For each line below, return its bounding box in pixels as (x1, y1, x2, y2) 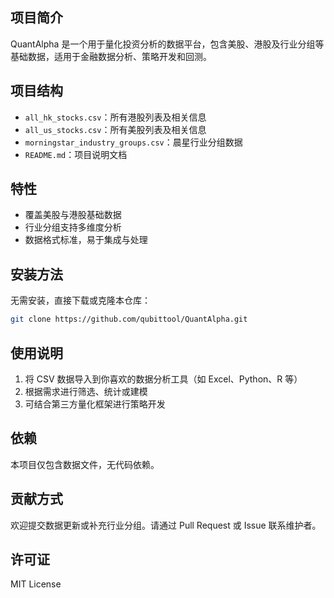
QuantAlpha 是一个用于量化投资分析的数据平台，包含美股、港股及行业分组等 (10, 38, 325, 50)
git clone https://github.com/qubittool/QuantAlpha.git (10, 314, 248, 325)
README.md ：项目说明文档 (24, 148, 128, 160)
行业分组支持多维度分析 (24, 221, 122, 233)
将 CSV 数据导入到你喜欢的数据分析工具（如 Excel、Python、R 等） (24, 373, 303, 385)
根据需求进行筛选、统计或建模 (24, 385, 148, 397)
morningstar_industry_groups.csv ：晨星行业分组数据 (24, 136, 243, 148)
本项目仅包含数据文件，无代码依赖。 (10, 458, 160, 470)
